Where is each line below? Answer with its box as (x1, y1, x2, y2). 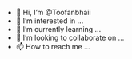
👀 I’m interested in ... (15, 16, 84, 26)
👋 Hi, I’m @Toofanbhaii (15, 8, 91, 17)
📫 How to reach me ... (15, 42, 90, 51)
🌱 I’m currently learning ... (15, 25, 102, 33)
